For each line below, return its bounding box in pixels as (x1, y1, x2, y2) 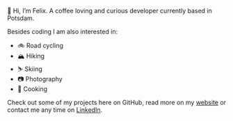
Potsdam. (7, 14, 35, 22)
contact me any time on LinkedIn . (7, 106, 103, 114)
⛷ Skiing (17, 65, 43, 73)
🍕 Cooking (17, 85, 47, 93)
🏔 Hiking (17, 52, 45, 60)
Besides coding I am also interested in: (7, 28, 118, 35)
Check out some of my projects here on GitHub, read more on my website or (7, 98, 227, 106)
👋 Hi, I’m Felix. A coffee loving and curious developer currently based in (7, 7, 212, 15)
